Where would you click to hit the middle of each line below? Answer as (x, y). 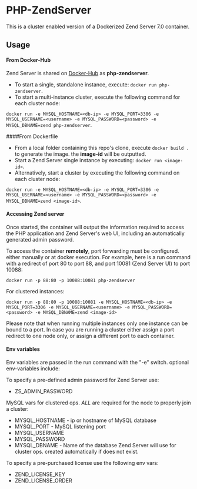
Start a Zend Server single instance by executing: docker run (88, 160)
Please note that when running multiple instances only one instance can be (97, 323)
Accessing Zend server (35, 214)
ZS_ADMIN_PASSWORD (44, 391)
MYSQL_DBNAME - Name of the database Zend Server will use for (95, 445)
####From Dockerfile (32, 136)
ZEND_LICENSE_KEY (40, 474)
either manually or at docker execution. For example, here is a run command (98, 257)
